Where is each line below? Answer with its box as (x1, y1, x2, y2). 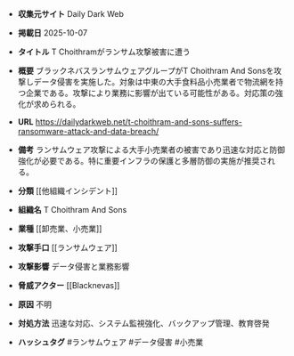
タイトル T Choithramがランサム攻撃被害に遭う (17, 46, 191, 57)
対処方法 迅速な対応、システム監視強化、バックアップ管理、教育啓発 (17, 318, 270, 328)
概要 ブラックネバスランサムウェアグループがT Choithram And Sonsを (17, 66, 274, 76)
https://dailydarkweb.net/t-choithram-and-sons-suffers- (35, 117, 242, 127)
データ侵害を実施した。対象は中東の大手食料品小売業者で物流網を (33, 77, 276, 87)
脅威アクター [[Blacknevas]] (17, 280, 120, 290)
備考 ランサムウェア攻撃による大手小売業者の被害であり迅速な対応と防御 (17, 144, 285, 155)
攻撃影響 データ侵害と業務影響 (17, 262, 130, 271)
